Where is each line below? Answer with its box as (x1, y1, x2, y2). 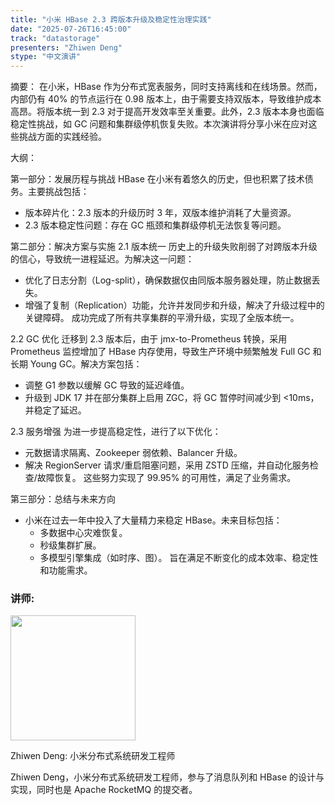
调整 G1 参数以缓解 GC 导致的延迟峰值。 (24, 379, 190, 391)
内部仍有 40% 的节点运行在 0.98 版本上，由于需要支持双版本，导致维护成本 (10, 93, 322, 105)
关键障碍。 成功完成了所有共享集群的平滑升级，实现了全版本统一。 (24, 312, 300, 324)
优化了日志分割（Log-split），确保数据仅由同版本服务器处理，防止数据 (24, 274, 312, 286)
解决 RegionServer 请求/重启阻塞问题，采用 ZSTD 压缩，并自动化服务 (24, 459, 310, 471)
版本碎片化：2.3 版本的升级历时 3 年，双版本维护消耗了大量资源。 (24, 207, 297, 219)
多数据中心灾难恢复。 (39, 527, 128, 539)
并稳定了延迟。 (24, 404, 87, 416)
